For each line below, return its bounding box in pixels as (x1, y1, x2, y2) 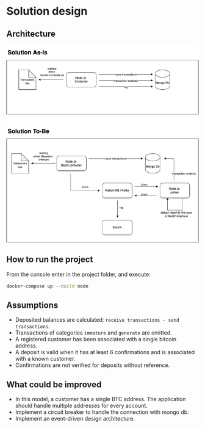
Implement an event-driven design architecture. (15, 415, 135, 423)
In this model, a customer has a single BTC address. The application (15, 396, 186, 403)
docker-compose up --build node (6, 283, 88, 289)
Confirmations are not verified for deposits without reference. (15, 361, 170, 369)
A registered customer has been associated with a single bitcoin (15, 336, 177, 343)
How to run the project (6, 255, 93, 265)
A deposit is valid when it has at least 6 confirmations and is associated (15, 349, 195, 356)
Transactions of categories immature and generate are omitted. (15, 329, 172, 336)
